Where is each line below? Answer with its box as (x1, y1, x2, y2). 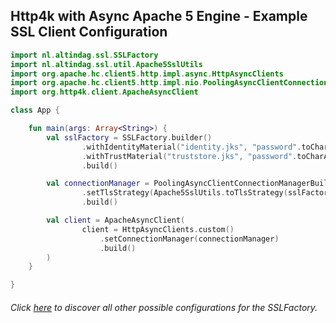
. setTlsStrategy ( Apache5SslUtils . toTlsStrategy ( (81, 188, 288, 198)
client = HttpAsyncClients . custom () (81, 224, 235, 234)
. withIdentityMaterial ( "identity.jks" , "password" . (81, 142, 302, 152)
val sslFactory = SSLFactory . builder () (46, 132, 213, 143)
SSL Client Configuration (10, 24, 168, 41)
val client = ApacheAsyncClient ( (46, 215, 186, 226)
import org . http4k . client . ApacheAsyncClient (10, 87, 199, 98)
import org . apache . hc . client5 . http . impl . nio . (10, 78, 203, 88)
